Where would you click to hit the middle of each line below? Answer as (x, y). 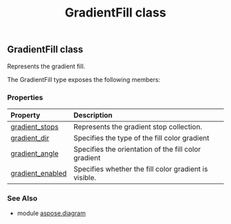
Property (25, 115)
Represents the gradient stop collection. (138, 127)
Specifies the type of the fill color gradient (141, 138)
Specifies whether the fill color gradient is (141, 169)
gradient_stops (35, 127)
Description (93, 115)
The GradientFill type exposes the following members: (84, 79)
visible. (85, 177)
